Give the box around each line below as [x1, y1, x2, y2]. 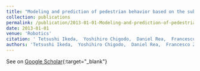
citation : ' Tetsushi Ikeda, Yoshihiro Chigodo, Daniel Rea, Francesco [6, 36, 196, 42]
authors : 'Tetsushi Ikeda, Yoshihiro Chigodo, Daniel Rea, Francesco [6, 42, 190, 48]
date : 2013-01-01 [6, 25, 49, 31]
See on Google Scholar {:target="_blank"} [6, 57, 108, 65]
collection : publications [6, 14, 70, 20]
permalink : [6, 20, 33, 25]
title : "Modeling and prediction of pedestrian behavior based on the [6, 8, 185, 15]
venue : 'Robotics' [6, 31, 52, 37]
